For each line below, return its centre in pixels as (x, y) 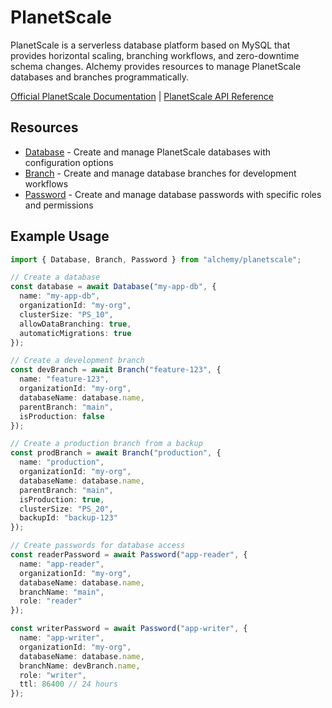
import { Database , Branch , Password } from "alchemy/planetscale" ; (156, 259)
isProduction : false (62, 416)
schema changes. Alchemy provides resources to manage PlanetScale (156, 66)
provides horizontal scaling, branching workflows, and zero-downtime (155, 55)
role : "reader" (51, 601)
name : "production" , (62, 462)
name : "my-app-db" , (60, 296)
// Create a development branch (77, 361)
